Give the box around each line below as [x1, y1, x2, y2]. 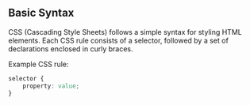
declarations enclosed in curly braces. [8, 43, 133, 54]
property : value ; [22, 82, 80, 90]
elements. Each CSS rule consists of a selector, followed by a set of [8, 36, 229, 45]
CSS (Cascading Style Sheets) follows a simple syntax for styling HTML [8, 27, 242, 36]
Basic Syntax [8, 6, 75, 20]
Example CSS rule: [8, 59, 69, 69]
